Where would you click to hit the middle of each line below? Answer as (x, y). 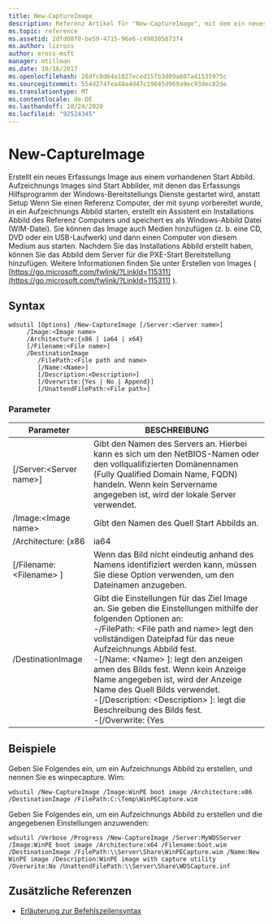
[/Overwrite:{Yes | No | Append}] (96, 382)
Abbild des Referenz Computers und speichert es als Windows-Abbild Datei (135, 219)
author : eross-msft (41, 54)
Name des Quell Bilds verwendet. (157, 690)
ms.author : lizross (41, 46)
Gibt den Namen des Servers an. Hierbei (170, 444)
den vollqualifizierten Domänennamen (166, 464)
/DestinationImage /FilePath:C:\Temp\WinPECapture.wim (103, 799)
